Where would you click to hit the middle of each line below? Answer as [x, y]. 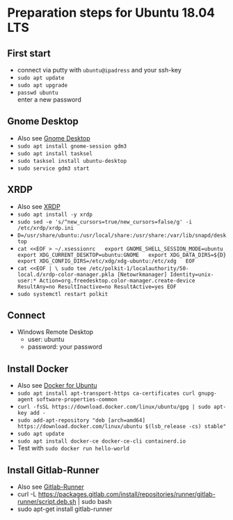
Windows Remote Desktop [55, 332]
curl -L [27, 494]
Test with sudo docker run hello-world [73, 448]
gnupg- [207, 394]
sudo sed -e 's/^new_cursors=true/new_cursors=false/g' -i [105, 222]
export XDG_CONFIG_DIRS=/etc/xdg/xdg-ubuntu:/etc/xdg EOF [106, 261]
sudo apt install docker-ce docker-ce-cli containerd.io [102, 441]
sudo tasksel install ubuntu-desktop [72, 161]
